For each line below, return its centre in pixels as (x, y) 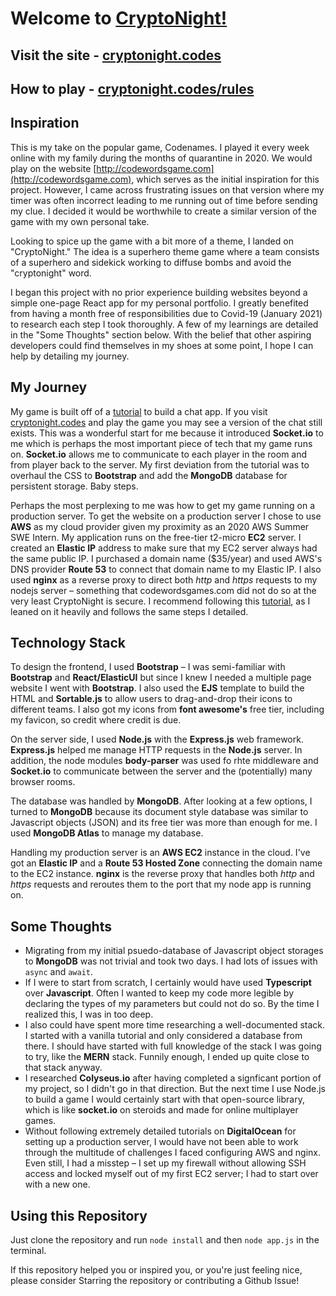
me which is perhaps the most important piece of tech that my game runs (161, 443)
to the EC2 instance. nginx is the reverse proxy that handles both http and (162, 874)
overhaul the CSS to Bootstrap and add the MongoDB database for (149, 475)
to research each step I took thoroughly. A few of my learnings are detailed (164, 324)
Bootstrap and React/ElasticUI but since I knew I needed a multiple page (161, 678)
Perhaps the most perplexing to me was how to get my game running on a (162, 505)
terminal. (28, 1251)
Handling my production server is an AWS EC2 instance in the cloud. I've (160, 853)
